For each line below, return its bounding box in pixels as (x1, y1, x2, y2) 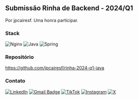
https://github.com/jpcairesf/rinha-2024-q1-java (5, 65, 104, 71)
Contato (5, 77, 25, 84)
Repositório (5, 53, 34, 60)
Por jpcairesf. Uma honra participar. (5, 17, 78, 23)
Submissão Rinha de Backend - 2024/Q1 (5, 4, 133, 12)
